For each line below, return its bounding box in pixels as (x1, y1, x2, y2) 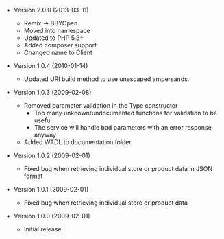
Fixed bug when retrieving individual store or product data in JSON (23, 165, 213, 172)
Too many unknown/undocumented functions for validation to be (34, 109, 218, 117)
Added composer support (23, 41, 97, 49)
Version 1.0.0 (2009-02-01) (13, 212, 90, 220)
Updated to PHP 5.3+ (23, 34, 84, 42)
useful (34, 116, 53, 124)
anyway (34, 130, 57, 139)
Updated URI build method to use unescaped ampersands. (23, 75, 190, 83)
